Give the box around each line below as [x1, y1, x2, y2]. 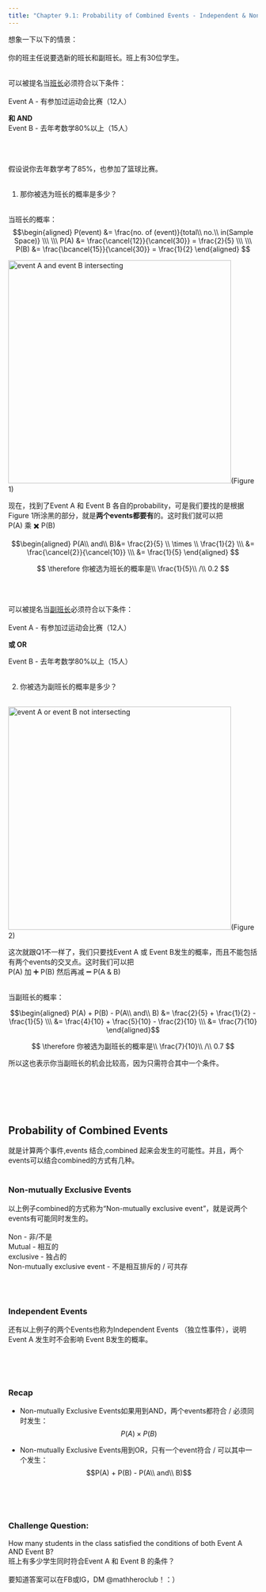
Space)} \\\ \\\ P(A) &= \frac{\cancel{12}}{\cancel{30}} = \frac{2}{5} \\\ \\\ [13, 236, 253, 245]
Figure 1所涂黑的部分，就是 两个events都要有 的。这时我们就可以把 [8, 510, 223, 520]
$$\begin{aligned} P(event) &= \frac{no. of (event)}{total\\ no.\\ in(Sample [13, 227, 253, 236]
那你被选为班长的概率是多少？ [19, 189, 117, 198]
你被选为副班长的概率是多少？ [19, 682, 117, 691]
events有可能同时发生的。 [8, 1213, 93, 1223]
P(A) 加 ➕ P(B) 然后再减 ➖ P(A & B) [8, 967, 121, 976]
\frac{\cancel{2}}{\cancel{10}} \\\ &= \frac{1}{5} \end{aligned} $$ [26, 547, 240, 556]
